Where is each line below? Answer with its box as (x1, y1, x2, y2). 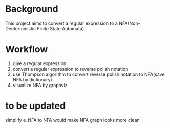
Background (5, 3, 58, 15)
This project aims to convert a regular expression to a (5, 20, 118, 26)
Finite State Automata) (37, 25, 84, 31)
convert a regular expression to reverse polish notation (12, 66, 129, 72)
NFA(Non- (118, 20, 140, 26)
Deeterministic (5, 25, 36, 31)
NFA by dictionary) (12, 76, 52, 82)
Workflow (5, 44, 48, 55)
